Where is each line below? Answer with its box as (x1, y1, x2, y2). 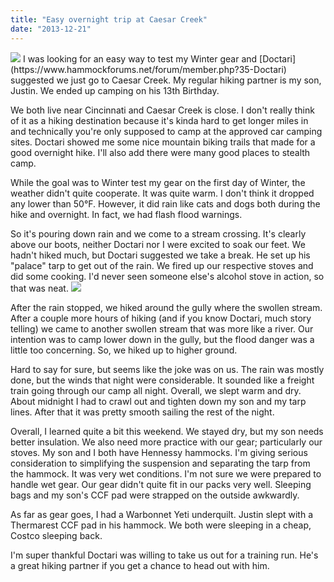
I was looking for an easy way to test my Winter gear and (22, 52, 258, 65)
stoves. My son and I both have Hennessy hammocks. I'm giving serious (10, 446, 308, 458)
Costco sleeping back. (10, 529, 103, 541)
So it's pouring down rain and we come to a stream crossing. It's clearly (10, 227, 307, 240)
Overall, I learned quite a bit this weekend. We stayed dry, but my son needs (10, 425, 324, 437)
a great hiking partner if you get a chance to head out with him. (10, 559, 270, 571)
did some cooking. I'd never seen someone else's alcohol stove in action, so (10, 270, 325, 282)
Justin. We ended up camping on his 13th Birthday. (10, 84, 220, 96)
